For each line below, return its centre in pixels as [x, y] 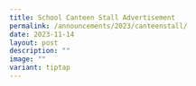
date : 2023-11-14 [42, 34]
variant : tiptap [40, 68]
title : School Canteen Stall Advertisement [93, 17]
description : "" [40, 51]
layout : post [34, 43]
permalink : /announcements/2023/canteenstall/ [98, 26]
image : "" [28, 59]
